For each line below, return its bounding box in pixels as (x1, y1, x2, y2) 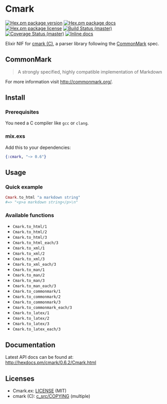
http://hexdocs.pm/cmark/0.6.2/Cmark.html (5, 359, 96, 366)
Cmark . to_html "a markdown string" (5, 195, 81, 200)
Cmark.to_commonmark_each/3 (12, 305, 72, 310)
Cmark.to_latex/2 (12, 316, 50, 321)
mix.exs (5, 133, 25, 140)
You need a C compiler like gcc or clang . (5, 120, 89, 126)
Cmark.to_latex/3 (12, 321, 50, 327)
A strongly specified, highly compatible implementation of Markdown (17, 69, 162, 75)
